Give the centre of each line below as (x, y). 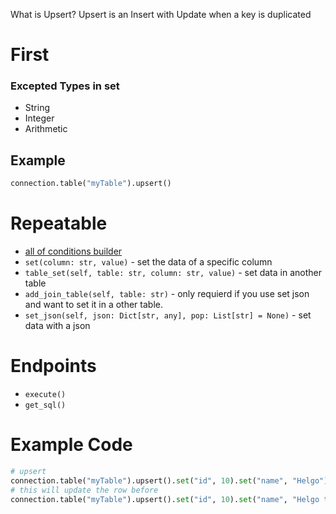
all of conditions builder (73, 251)
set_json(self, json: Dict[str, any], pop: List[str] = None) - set (168, 315)
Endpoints (53, 366)
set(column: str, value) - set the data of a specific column (148, 262)
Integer (39, 118)
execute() (45, 395)
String (37, 108)
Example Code (71, 445)
